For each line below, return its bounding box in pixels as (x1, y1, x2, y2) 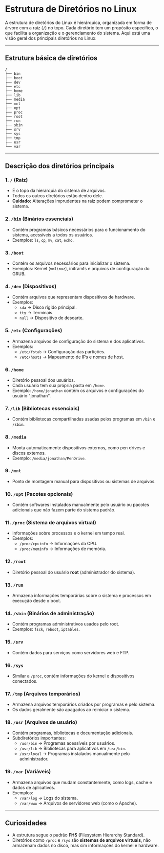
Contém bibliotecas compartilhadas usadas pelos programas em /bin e (12, 416, 156, 422)
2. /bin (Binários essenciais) (5, 215, 74, 222)
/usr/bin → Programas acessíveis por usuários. (19, 740, 116, 746)
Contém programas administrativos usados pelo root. (12, 621, 120, 627)
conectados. (12, 678, 38, 684)
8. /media (5, 434, 27, 440)
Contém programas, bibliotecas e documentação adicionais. (12, 730, 133, 736)
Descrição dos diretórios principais (5, 162, 115, 170)
